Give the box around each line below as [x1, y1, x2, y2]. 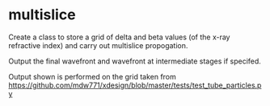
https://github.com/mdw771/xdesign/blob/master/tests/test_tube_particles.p [8, 80, 262, 90]
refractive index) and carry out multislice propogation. [8, 40, 188, 50]
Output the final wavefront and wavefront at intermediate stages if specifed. [8, 56, 261, 66]
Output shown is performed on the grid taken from [8, 71, 176, 81]
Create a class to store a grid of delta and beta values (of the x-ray [8, 32, 230, 42]
